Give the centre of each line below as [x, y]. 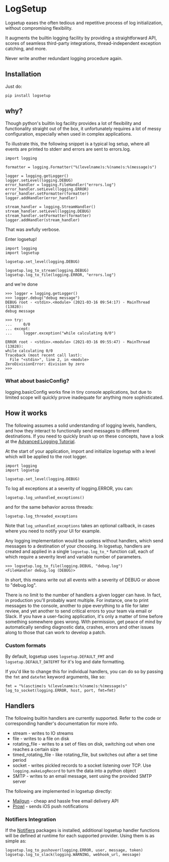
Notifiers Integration [31, 819]
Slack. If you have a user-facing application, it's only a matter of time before [84, 616]
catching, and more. [26, 48]
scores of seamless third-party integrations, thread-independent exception [83, 43]
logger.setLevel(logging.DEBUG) [39, 180]
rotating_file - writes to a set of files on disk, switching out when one [84, 744]
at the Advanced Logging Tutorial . [41, 441]
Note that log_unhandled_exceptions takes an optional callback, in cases [80, 525]
